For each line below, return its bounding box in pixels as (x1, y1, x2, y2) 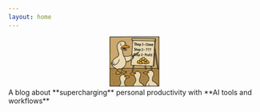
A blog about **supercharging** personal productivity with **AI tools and (8, 87, 252, 97)
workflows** (8, 96, 50, 106)
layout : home (8, 13, 52, 21)
